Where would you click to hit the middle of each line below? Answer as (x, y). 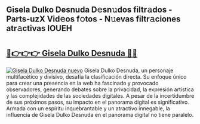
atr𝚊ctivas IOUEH (39, 28)
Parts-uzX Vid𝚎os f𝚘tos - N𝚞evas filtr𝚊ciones (93, 19)
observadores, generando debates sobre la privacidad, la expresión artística (100, 89)
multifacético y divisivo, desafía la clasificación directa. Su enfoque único (96, 77)
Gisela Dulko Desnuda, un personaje (129, 70)
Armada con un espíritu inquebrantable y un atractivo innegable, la (88, 108)
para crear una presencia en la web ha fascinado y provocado (82, 83)
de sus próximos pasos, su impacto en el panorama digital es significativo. (98, 102)
